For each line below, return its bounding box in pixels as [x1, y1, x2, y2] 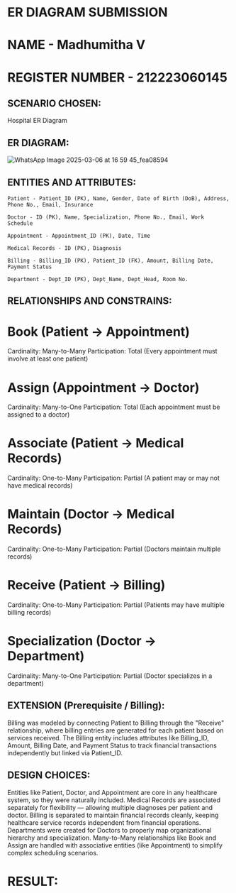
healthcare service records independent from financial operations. [7, 818, 201, 827]
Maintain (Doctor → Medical [7, 506, 175, 522]
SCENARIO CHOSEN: [7, 97, 101, 109]
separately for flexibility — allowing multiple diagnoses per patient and [7, 803, 213, 811]
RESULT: [7, 873, 59, 889]
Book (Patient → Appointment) [7, 324, 190, 339]
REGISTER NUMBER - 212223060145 [7, 69, 228, 85]
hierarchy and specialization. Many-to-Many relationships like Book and [7, 833, 217, 842]
